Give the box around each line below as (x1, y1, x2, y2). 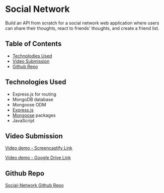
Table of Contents (5, 40, 62, 48)
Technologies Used (5, 78, 66, 87)
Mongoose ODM (12, 101, 46, 107)
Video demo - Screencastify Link (5, 145, 73, 151)
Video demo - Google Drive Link (5, 155, 71, 161)
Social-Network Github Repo (5, 183, 64, 189)
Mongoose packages (12, 112, 56, 118)
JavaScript (12, 117, 35, 123)
